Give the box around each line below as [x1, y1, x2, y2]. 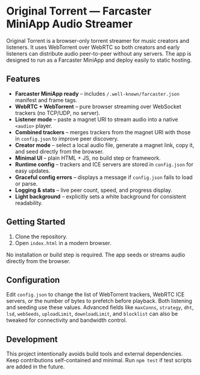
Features [6, 74, 40, 84]
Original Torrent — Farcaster [6, 4, 152, 18]
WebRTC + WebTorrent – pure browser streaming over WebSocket [14, 103, 182, 110]
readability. [14, 199, 43, 206]
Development [6, 334, 58, 344]
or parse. [14, 180, 38, 187]
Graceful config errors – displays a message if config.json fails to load [14, 174, 193, 181]
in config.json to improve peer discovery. [14, 135, 119, 142]
